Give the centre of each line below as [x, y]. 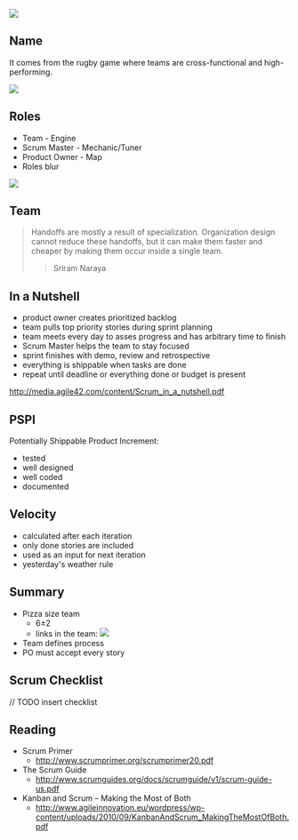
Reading [32, 729]
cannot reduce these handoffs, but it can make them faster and [147, 242]
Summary [37, 592]
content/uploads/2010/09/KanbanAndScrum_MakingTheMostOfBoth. [162, 817]
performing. [31, 72]
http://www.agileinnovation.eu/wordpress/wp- [120, 808]
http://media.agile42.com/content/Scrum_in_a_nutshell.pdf [117, 392]
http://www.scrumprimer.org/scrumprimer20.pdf [125, 761]
